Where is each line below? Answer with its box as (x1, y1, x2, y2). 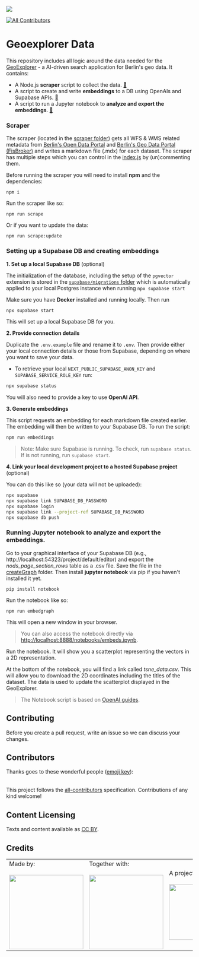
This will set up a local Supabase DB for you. (6, 318, 115, 325)
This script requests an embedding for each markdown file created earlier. (6, 417, 188, 424)
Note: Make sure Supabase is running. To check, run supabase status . (20, 445, 192, 452)
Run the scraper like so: (6, 199, 64, 207)
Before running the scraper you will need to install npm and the (6, 172, 161, 179)
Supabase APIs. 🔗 (14, 94, 59, 101)
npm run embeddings (6, 435, 54, 441)
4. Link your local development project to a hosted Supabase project (6, 463, 178, 470)
